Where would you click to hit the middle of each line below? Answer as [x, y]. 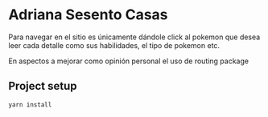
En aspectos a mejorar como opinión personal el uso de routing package [129, 61]
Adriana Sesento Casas [88, 15]
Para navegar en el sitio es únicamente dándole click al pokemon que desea [134, 37]
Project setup [43, 86]
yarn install [30, 105]
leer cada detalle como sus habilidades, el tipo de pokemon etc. [114, 45]
